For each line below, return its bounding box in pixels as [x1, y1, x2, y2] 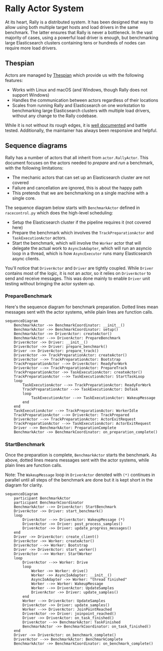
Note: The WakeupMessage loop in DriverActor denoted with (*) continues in [5, 472, 155, 478]
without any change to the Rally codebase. [12, 113, 98, 119]
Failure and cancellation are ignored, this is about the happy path [12, 185, 143, 190]
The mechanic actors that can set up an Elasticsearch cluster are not [12, 174, 150, 180]
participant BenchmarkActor [14, 496, 71, 501]
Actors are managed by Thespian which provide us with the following [5, 72, 144, 78]
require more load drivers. [5, 45, 57, 51]
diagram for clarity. [5, 482, 43, 488]
